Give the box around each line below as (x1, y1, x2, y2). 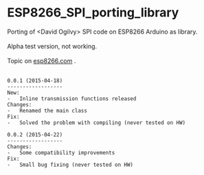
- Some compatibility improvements (7, 149, 115, 156)
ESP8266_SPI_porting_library (7, 5, 179, 21)
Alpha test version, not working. (7, 42, 98, 50)
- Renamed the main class (7, 107, 88, 114)
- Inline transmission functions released (7, 95, 137, 102)
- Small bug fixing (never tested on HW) (7, 161, 134, 168)
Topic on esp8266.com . (7, 56, 76, 65)
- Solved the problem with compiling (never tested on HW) (7, 119, 186, 126)
